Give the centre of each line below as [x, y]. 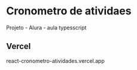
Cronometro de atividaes [69, 11]
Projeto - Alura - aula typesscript [46, 28]
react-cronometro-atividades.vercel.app [55, 60]
